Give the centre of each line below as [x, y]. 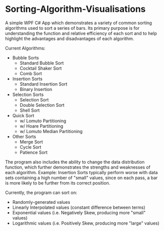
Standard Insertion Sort [44, 84]
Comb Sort [31, 73]
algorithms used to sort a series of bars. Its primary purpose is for [72, 28]
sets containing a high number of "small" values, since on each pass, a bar [82, 178]
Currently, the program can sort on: [41, 192]
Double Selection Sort [42, 105]
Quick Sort [23, 115]
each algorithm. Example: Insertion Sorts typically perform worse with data [82, 172]
